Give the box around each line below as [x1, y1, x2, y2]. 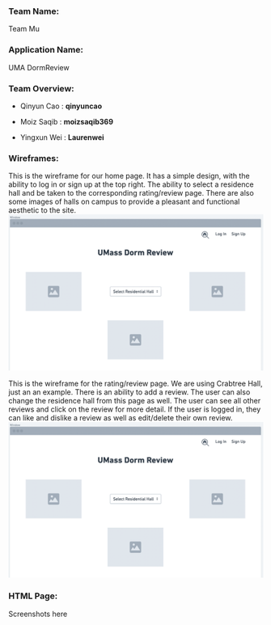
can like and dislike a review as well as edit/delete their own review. [8, 412, 233, 422]
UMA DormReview [8, 62, 70, 72]
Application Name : [8, 44, 83, 56]
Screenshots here [8, 609, 68, 619]
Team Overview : [8, 82, 74, 94]
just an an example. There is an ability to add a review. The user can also [8, 386, 251, 397]
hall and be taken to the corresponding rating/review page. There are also [8, 188, 255, 198]
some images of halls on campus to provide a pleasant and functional [8, 196, 240, 207]
